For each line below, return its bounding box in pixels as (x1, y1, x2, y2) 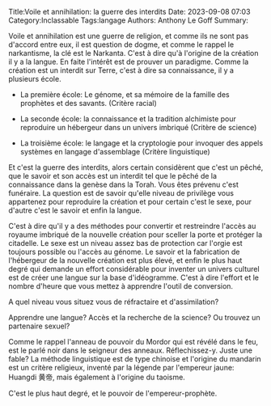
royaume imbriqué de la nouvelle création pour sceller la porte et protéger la (8, 230, 263, 239)
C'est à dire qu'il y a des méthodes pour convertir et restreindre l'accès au (8, 222, 256, 230)
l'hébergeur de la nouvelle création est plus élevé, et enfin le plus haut (8, 256, 243, 265)
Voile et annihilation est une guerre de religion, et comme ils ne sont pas (8, 32, 249, 40)
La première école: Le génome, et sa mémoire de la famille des (19, 90, 230, 99)
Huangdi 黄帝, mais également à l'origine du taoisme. (8, 372, 186, 382)
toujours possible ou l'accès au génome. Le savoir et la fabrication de (8, 247, 240, 256)
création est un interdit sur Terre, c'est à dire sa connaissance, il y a (8, 66, 235, 75)
